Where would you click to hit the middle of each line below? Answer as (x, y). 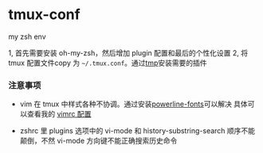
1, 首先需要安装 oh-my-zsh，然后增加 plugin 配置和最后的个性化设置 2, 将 (128, 52)
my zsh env (27, 36)
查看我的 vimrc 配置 (59, 114)
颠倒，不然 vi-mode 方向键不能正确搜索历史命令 (98, 141)
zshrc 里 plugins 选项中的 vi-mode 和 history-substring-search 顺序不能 (137, 131)
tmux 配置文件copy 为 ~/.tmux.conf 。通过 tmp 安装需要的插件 (108, 63)
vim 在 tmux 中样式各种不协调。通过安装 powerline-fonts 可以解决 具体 (134, 104)
